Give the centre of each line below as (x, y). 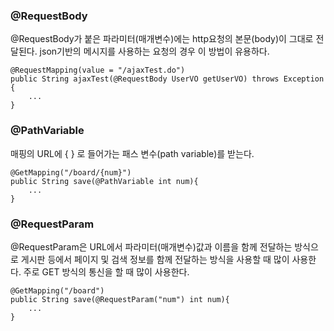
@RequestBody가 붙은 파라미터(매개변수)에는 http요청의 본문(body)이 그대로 (162, 39)
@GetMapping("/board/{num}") (71, 172)
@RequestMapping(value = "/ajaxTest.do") (98, 70)
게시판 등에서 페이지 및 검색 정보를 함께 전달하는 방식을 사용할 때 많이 (155, 259)
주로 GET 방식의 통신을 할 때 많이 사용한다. (106, 271)
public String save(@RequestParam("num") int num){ (120, 299)
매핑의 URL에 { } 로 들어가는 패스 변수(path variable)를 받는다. (132, 153)
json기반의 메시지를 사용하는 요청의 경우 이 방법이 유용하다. (154, 51)
